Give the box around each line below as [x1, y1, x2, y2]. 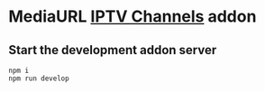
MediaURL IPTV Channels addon [8, 6, 257, 27]
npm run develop [8, 74, 69, 83]
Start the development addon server [8, 42, 217, 58]
